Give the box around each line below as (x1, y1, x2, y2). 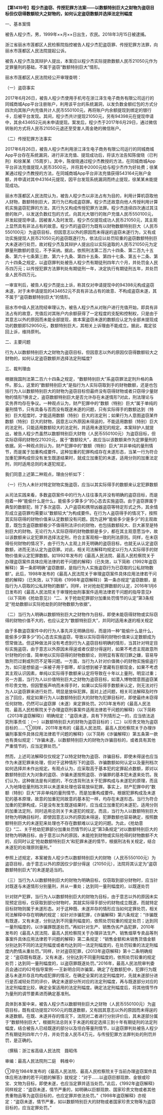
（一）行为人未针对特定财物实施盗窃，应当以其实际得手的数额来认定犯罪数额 (5, 482, 158, 487)
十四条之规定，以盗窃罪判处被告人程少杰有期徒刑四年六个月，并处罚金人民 (9, 260, 158, 265)
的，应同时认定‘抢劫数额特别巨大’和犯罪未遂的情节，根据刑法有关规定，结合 (5, 838, 156, 844)
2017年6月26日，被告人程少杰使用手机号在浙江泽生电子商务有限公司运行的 (5, 95, 154, 101)
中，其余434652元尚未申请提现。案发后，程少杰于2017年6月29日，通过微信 (5, 119, 158, 125)
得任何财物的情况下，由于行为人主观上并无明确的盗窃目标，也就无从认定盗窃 (5, 541, 158, 546)
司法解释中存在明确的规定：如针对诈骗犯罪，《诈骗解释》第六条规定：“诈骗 (5, 912, 154, 917)
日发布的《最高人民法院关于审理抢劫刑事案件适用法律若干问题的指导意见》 (5, 589, 152, 595)
